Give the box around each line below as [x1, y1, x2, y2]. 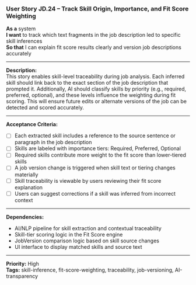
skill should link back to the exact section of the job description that [6, 79, 169, 86]
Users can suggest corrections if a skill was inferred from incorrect [14, 190, 176, 197]
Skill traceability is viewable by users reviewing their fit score [14, 177, 162, 184]
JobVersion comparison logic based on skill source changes [14, 237, 159, 244]
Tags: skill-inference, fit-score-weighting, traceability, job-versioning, [6, 266, 174, 273]
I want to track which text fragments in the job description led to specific [6, 32, 181, 39]
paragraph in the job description [14, 139, 92, 146]
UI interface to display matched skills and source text [14, 243, 142, 250]
